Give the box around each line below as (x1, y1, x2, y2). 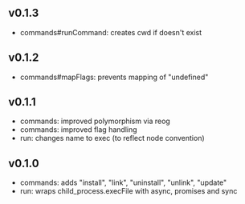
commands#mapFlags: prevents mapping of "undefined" (19, 72, 209, 82)
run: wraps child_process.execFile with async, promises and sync (19, 186, 238, 196)
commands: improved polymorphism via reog (19, 116, 170, 126)
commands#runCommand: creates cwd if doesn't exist (19, 27, 202, 37)
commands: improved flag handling (19, 125, 138, 134)
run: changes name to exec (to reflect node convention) (19, 134, 205, 143)
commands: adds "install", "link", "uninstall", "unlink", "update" (19, 178, 227, 187)
